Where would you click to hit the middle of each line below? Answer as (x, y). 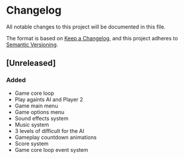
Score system (31, 144)
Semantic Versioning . (32, 44)
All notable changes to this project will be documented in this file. (86, 27)
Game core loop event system (51, 150)
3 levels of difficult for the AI (49, 131)
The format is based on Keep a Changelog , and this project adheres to (92, 38)
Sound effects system (42, 118)
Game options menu (39, 112)
